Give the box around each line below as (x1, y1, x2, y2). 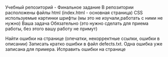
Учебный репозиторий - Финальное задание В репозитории (5, 5, 134, 10)
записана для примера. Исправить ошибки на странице (5, 46, 126, 52)
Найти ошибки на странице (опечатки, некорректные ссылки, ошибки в (5, 35, 160, 41)
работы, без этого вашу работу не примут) (5, 26, 98, 32)
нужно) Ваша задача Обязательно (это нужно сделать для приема (5, 20, 149, 26)
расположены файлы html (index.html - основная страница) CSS (5, 10, 143, 16)
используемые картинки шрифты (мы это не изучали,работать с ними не (5, 15, 163, 21)
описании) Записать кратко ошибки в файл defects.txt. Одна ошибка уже (5, 41, 162, 47)
